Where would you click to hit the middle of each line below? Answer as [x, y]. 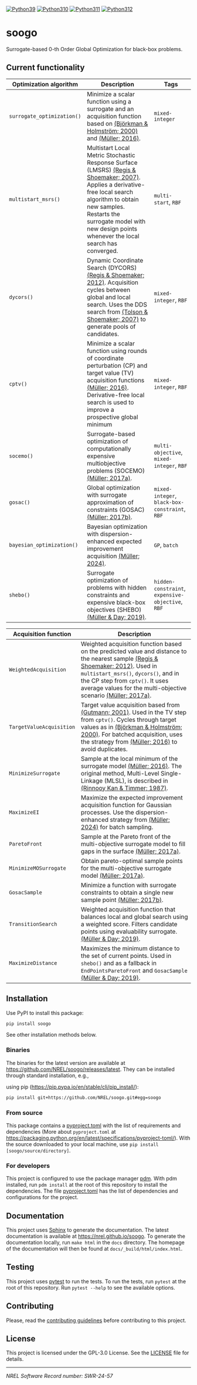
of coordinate [106, 358]
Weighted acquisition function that [128, 909]
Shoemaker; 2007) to [117, 319]
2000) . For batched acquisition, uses [132, 734]
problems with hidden [117, 587]
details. [15, 1359]
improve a [101, 409]
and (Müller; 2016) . [114, 138]
